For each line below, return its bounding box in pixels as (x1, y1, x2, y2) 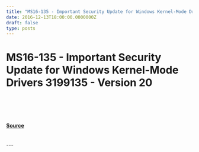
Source (6, 122, 25, 129)
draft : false (6, 20, 38, 26)
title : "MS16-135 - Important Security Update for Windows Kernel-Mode (6, 8, 187, 15)
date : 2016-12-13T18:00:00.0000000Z (6, 14, 97, 20)
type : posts (6, 25, 36, 31)
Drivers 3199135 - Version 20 (6, 76, 153, 90)
